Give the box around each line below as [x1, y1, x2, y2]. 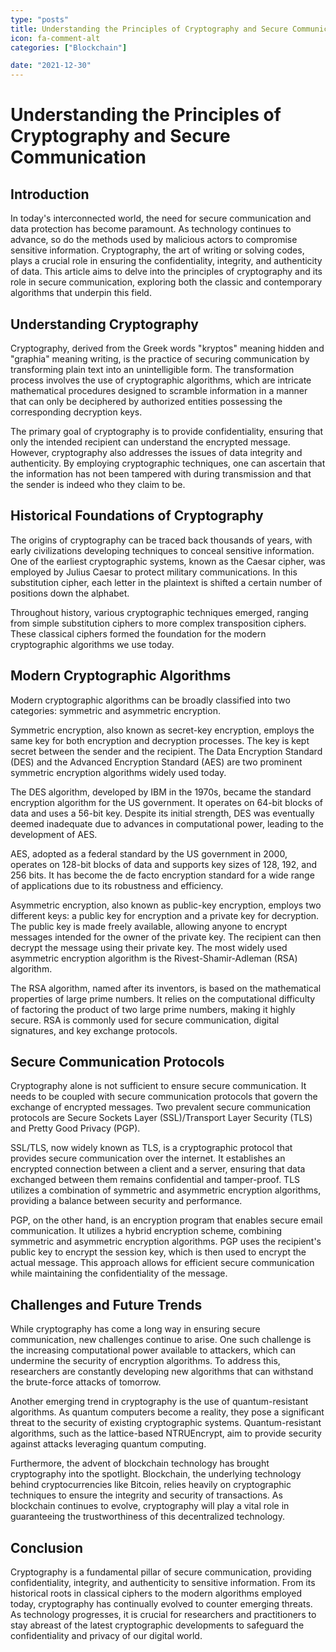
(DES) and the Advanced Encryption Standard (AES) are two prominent [10, 756, 303, 768]
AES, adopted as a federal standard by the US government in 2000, [10, 847, 288, 860]
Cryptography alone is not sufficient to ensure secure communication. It [10, 1080, 307, 1092]
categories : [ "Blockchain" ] [10, 42, 128, 53]
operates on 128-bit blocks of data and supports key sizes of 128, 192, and [10, 858, 317, 870]
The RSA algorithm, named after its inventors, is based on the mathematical [10, 982, 322, 994]
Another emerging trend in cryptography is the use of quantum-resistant [10, 1396, 309, 1408]
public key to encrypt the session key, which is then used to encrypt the [10, 1246, 307, 1258]
